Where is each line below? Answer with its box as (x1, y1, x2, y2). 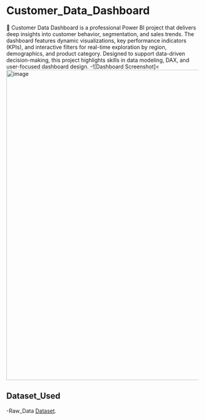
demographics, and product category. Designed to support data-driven (6, 50, 185, 57)
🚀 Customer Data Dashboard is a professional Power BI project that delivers (6, 24, 196, 31)
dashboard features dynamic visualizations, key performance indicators (6, 37, 187, 44)
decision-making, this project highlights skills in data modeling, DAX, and (6, 56, 190, 64)
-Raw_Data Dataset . (6, 407, 57, 414)
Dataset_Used (6, 391, 61, 401)
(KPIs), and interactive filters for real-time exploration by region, (6, 43, 167, 51)
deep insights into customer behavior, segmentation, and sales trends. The (6, 30, 194, 37)
